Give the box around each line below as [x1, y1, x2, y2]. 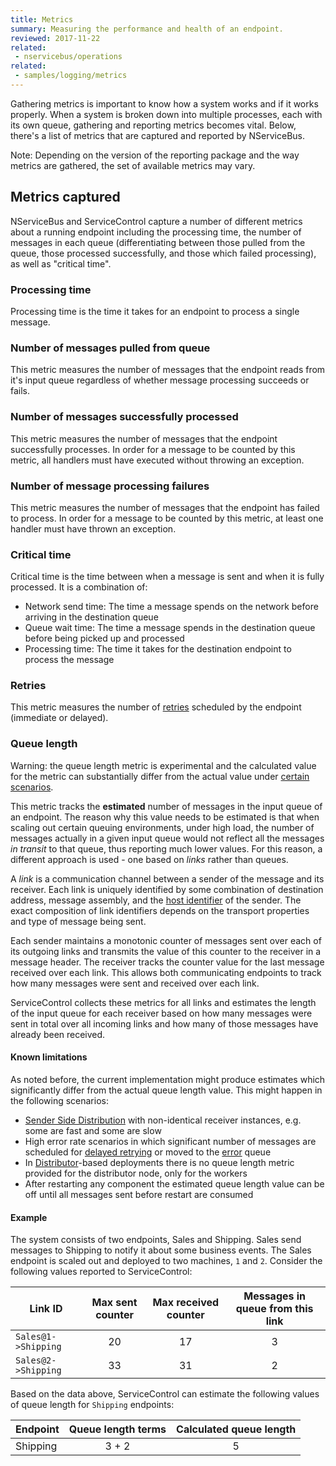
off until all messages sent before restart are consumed [24, 1188, 254, 1200]
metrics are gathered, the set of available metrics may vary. [10, 159, 256, 171]
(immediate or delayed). [10, 712, 109, 724]
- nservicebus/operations [14, 52, 123, 62]
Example [10, 1211, 48, 1223]
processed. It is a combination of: [10, 581, 148, 593]
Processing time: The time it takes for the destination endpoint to [24, 643, 292, 655]
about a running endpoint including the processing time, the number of [10, 226, 302, 238]
